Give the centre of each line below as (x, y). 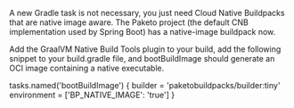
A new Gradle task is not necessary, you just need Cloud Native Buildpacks (147, 13)
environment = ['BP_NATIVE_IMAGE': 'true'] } (92, 95)
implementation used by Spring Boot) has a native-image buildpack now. (143, 32)
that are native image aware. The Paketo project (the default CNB (129, 22)
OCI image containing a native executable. (87, 68)
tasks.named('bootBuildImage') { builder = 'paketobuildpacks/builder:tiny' (145, 85)
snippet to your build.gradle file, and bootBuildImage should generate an (142, 58)
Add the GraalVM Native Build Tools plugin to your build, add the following (145, 49)
